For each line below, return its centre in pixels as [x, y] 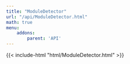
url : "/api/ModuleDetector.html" [47, 17]
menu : [13, 28]
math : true [19, 22]
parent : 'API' [44, 38]
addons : [26, 33]
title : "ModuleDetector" [36, 11]
